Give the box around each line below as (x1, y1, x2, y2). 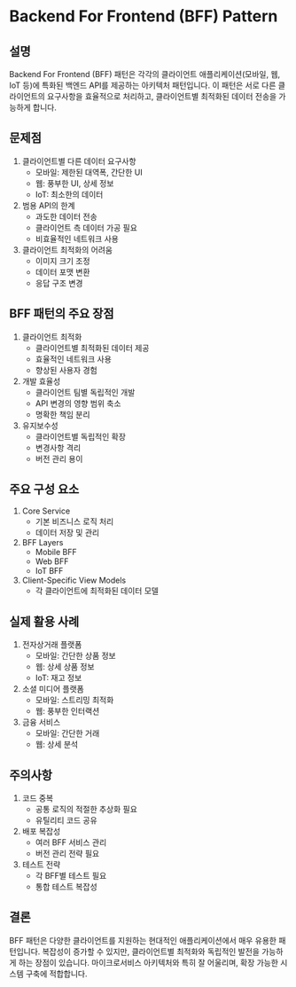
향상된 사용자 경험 (35, 364, 97, 375)
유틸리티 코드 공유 (35, 815, 97, 826)
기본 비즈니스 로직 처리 (35, 516, 114, 527)
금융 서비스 (21, 717, 61, 728)
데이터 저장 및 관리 (35, 528, 100, 538)
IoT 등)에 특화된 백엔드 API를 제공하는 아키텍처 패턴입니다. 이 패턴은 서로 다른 (9, 80, 277, 90)
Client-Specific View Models (21, 575, 127, 586)
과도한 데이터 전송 (35, 211, 97, 222)
